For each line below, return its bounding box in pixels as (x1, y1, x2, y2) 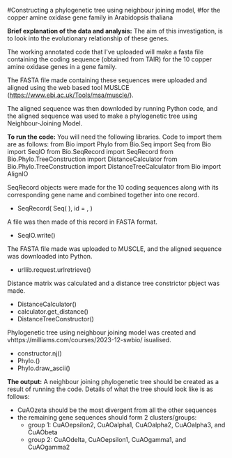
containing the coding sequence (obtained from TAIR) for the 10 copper (7, 55, 212, 63)
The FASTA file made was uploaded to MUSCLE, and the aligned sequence (7, 245, 222, 253)
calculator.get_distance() (17, 307, 89, 316)
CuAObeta (27, 428, 58, 436)
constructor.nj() (17, 349, 63, 358)
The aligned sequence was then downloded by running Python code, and (7, 105, 218, 112)
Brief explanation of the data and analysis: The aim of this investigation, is (7, 27, 223, 35)
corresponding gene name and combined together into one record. (7, 191, 200, 199)
